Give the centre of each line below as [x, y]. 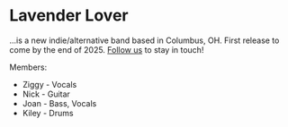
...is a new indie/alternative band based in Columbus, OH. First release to [144, 40]
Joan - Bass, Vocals [59, 103]
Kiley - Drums [48, 113]
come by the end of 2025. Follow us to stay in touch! [107, 49]
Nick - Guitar [46, 94]
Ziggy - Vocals [49, 84]
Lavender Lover [69, 16]
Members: [28, 67]
